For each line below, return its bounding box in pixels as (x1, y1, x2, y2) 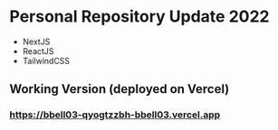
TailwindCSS (22, 55, 71, 66)
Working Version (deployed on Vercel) (9, 81, 230, 97)
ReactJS (22, 45, 54, 56)
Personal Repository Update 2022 (9, 6, 270, 27)
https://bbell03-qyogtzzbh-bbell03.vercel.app (9, 108, 221, 121)
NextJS (22, 36, 51, 47)
